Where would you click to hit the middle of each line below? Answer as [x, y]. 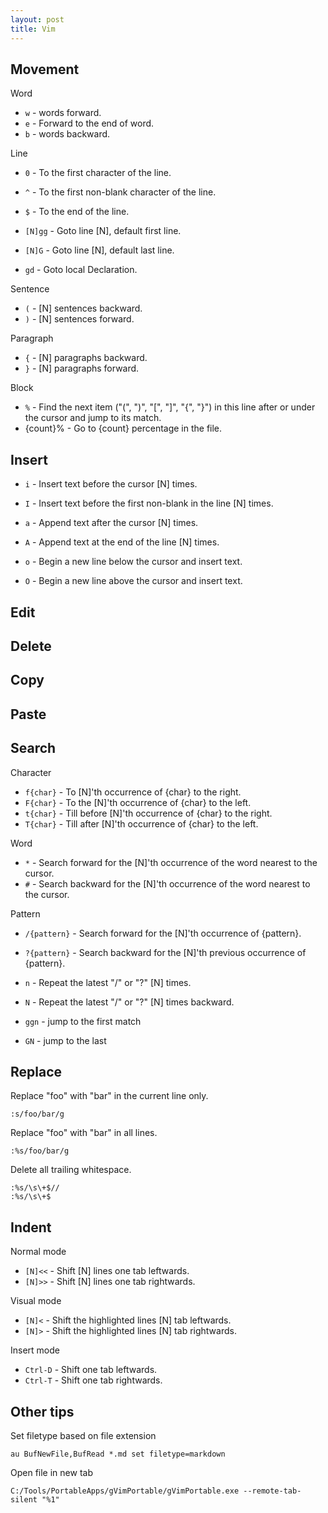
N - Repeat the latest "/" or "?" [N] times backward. [129, 1002]
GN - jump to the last [65, 1040]
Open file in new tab [51, 1472]
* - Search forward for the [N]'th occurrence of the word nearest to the [171, 862]
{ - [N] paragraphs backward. [86, 358]
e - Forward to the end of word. [89, 123]
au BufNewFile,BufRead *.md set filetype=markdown [118, 1454]
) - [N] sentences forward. [79, 319]
